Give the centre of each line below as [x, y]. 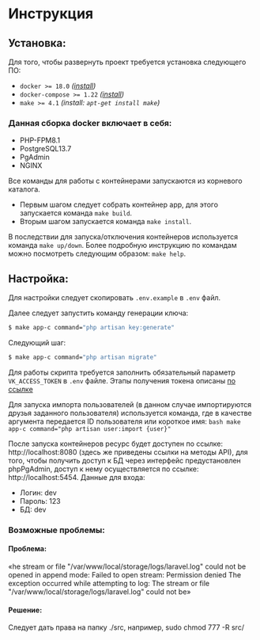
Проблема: [28, 549]
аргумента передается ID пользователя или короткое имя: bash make [124, 421]
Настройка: [38, 278]
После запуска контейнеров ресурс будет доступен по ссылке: [116, 444]
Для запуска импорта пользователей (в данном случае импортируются [130, 404]
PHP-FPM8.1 [40, 140]
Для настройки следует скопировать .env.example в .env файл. [115, 298]
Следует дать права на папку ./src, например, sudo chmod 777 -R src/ [126, 627]
